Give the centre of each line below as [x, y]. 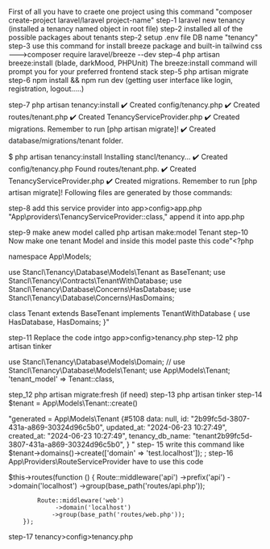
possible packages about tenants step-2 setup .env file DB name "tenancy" [133, 37]
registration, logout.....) [46, 89]
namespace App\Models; [50, 256]
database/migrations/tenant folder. [66, 141]
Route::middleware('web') [81, 501]
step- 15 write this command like [191, 444]
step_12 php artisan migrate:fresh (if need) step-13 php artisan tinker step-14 [135, 395]
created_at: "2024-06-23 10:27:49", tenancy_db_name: [100, 436]
